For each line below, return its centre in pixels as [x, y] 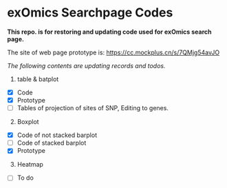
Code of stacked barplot [52, 143]
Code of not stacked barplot [57, 135]
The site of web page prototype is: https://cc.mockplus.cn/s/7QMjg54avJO [113, 52]
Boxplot [28, 122]
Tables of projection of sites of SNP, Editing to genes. [93, 108]
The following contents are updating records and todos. [86, 65]
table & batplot [38, 79]
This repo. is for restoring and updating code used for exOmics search [109, 32]
